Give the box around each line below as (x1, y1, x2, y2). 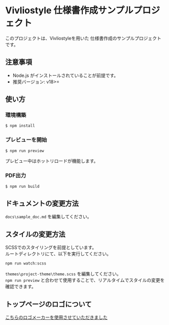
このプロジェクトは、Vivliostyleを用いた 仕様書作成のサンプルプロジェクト (5, 35, 161, 41)
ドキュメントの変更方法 (5, 199, 79, 208)
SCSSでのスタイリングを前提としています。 (5, 245, 97, 251)
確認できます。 (5, 283, 37, 290)
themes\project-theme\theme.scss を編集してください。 (5, 271, 122, 277)
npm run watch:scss (5, 261, 47, 266)
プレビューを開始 (5, 136, 47, 143)
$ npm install (5, 123, 36, 129)
